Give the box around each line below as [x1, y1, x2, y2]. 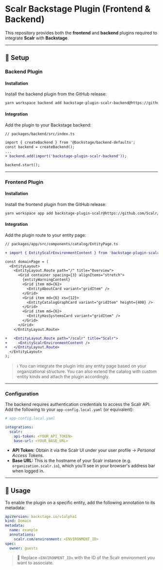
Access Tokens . [12, 452, 44, 458]
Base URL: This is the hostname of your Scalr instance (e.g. [12, 458, 131, 463]
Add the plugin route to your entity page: [5, 232, 86, 238]
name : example [9, 528, 38, 533]
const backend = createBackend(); [5, 145, 75, 149]
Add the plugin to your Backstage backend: [5, 122, 92, 128]
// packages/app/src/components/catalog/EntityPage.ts [5, 241, 118, 246]
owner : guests [9, 546, 38, 551]
